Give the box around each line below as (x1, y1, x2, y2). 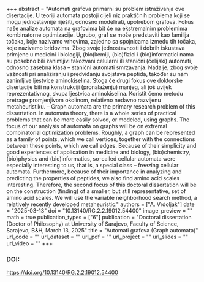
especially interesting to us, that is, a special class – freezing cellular (6, 162, 179, 169)
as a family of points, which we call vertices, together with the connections (6, 135, 195, 143)
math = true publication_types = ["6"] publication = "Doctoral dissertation (6, 214, 192, 221)
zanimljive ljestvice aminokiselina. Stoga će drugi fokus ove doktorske (6, 77, 183, 84)
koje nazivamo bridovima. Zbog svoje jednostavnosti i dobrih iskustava (6, 44, 185, 51)
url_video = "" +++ (6, 240, 53, 247)
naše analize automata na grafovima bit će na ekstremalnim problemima (6, 25, 188, 32)
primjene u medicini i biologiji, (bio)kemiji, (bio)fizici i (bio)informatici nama (6, 51, 194, 58)
